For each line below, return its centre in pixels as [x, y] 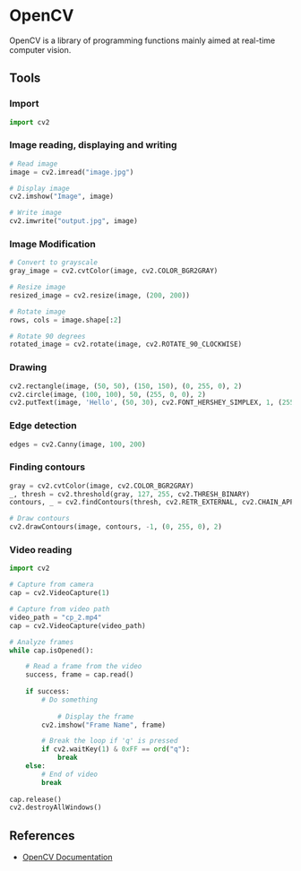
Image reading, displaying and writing [93, 145]
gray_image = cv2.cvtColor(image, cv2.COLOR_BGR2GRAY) [114, 271]
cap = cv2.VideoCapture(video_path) [77, 625]
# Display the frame [95, 716]
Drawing [28, 367]
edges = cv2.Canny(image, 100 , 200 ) [77, 444]
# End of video [70, 774]
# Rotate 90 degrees [48, 336]
